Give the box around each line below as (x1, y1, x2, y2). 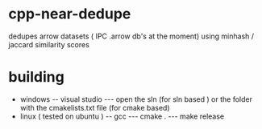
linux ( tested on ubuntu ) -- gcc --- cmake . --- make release (19, 111, 225, 121)
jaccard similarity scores (8, 39, 90, 49)
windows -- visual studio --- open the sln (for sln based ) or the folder (19, 94, 252, 104)
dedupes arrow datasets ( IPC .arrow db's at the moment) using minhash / (8, 31, 255, 41)
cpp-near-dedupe (8, 5, 131, 23)
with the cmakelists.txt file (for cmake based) (19, 103, 171, 112)
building (8, 68, 64, 87)
